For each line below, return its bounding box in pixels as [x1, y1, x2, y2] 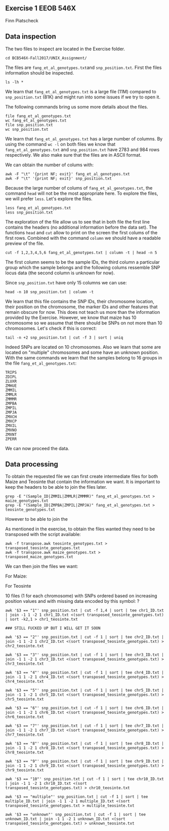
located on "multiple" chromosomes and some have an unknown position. [5, 349, 159, 355]
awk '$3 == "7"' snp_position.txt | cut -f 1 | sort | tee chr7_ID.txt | [5, 724, 164, 729]
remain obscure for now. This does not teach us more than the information [5, 309, 160, 315]
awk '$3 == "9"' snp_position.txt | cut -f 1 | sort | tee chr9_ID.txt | [5, 759, 164, 764]
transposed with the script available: [5, 531, 81, 537]
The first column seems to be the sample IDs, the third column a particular [5, 259, 160, 265]
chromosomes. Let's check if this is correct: [5, 325, 97, 331]
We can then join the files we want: [5, 563, 78, 569]
